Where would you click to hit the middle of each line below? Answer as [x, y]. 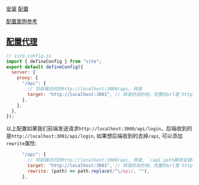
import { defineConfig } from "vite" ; [54, 61]
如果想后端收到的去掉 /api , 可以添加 [139, 136]
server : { [23, 72]
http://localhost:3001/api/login [52, 136]
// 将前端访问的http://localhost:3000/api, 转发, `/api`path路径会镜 [110, 160]
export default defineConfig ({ [45, 67]
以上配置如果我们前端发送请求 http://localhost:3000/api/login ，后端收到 [97, 129]
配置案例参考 [22, 21]
